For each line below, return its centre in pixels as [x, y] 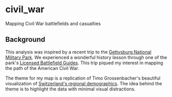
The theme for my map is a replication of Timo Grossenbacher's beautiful [83, 78]
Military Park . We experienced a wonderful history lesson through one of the [86, 57]
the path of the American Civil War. [42, 68]
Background [25, 40]
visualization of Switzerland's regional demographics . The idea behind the [84, 83]
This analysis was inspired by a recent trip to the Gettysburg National [78, 52]
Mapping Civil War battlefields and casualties [53, 23]
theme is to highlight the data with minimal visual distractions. [71, 89]
